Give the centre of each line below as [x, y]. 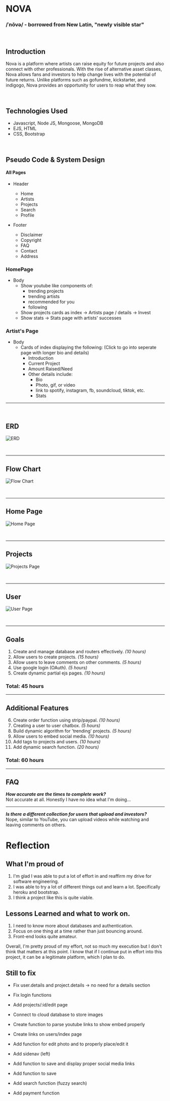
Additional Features [37, 708]
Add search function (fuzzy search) [50, 1083]
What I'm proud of [35, 864]
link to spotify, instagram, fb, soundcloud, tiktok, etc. [90, 391]
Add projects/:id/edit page [40, 1005]
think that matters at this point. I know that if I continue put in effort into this [84, 952]
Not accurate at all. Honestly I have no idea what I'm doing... [68, 799]
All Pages [16, 173]
